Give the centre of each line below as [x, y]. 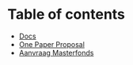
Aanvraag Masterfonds [56, 52]
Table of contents [66, 14]
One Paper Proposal [51, 44]
